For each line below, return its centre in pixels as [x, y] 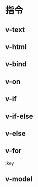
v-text [15, 29]
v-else [16, 133]
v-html [16, 47]
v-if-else [19, 116]
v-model [19, 179]
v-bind [16, 64]
